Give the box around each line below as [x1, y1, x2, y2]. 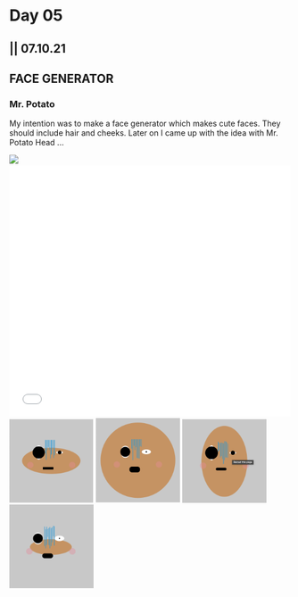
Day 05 [9, 5, 63, 26]
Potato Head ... [9, 137, 64, 148]
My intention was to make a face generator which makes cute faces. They [9, 118, 281, 129]
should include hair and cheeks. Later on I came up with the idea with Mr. [9, 128, 278, 138]
